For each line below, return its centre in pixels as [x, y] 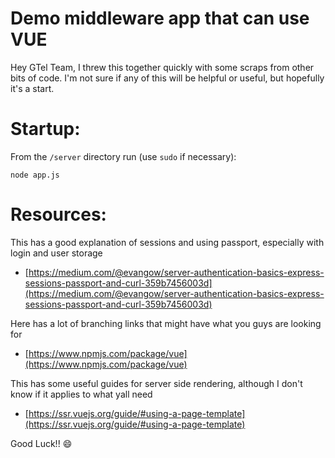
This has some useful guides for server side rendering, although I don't [156, 383]
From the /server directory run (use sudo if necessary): [123, 156]
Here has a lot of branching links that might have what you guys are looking [166, 323]
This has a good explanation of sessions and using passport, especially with [167, 242]
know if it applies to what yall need [81, 394]
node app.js [35, 175]
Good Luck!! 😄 [41, 443]
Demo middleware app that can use [160, 18]
